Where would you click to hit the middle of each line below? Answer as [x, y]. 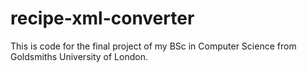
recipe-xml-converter [102, 18]
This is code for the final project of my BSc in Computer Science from [153, 46]
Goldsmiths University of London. [79, 56]
